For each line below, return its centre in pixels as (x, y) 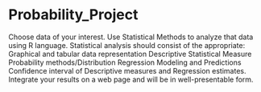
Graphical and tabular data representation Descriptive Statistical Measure (130, 54)
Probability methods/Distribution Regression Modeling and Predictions (125, 62)
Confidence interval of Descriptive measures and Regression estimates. (127, 70)
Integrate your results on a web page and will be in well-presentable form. (131, 79)
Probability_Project (73, 15)
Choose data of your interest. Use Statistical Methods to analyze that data (131, 37)
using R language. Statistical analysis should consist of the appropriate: (127, 45)
